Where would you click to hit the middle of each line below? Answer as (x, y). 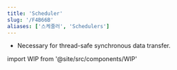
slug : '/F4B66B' (30, 20)
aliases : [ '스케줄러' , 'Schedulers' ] (59, 26)
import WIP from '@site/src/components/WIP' (72, 59)
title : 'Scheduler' (35, 13)
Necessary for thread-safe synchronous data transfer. (94, 46)
